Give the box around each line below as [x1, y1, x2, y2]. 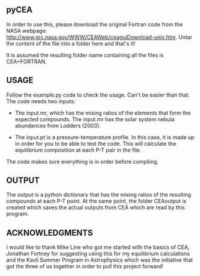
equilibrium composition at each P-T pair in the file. [14, 146, 142, 154]
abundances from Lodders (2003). [14, 122, 101, 129]
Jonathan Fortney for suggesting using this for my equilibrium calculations [6, 250, 190, 257]
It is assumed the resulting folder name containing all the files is [6, 51, 164, 59]
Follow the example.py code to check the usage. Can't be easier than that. [6, 91, 190, 98]
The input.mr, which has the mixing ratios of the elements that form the [14, 109, 191, 116]
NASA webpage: [6, 27, 47, 34]
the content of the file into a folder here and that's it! [6, 40, 136, 47]
